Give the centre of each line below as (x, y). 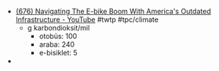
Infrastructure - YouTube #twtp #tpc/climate (87, 20)
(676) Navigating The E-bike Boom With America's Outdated (113, 11)
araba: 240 (57, 44)
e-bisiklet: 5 (58, 53)
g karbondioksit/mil (58, 28)
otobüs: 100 (58, 36)
